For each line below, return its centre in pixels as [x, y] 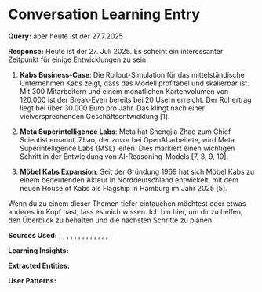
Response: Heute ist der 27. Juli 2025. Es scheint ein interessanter [116, 51]
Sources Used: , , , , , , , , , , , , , [58, 235]
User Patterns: [32, 280]
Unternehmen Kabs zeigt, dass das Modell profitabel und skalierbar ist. [134, 83]
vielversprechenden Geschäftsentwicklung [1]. [95, 116]
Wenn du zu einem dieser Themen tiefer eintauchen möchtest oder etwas [127, 203]
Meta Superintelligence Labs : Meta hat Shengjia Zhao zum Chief [125, 132]
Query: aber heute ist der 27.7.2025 [66, 36]
